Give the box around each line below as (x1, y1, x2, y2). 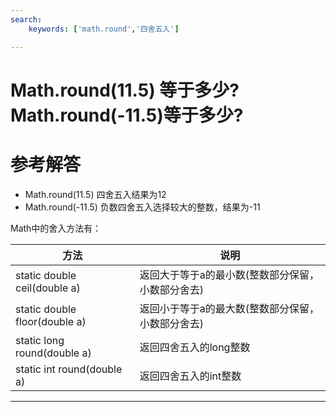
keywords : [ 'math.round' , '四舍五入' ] (28, 24, 180, 34)
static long (15, 333, 65, 347)
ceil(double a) (15, 281, 81, 295)
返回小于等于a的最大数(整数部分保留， (139, 301, 320, 315)
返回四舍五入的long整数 (139, 340, 251, 354)
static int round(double (15, 362, 123, 376)
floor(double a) (15, 314, 87, 328)
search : (10, 14, 43, 25)
